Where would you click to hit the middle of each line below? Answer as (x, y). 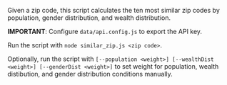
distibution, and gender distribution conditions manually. (90, 74)
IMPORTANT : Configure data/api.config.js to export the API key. (105, 32)
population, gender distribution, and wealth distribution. (89, 18)
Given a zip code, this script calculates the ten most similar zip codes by (113, 10)
